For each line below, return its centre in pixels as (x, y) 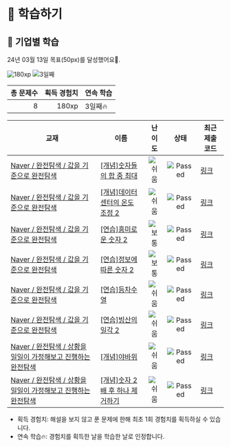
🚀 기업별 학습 (33, 42)
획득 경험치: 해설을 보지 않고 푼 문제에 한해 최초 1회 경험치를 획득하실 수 (112, 419)
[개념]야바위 (119, 357)
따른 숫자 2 (117, 270)
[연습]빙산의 (119, 320)
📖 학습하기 (35, 14)
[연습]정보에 (119, 259)
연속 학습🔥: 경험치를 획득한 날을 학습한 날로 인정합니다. (91, 436)
